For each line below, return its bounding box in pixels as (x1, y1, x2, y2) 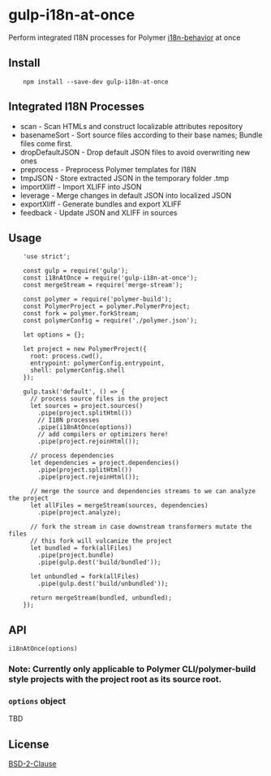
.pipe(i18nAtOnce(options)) (37, 423, 132, 431)
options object (8, 696, 67, 707)
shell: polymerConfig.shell (29, 366, 126, 375)
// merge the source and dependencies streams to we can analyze (29, 488, 256, 496)
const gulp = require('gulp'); (23, 267, 129, 275)
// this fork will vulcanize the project (29, 537, 173, 545)
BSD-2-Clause (8, 759, 57, 769)
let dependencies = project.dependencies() (29, 459, 180, 467)
